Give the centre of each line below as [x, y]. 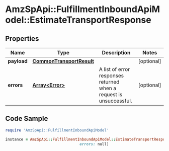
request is [111, 94]
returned [109, 82]
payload [18, 61]
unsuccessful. [115, 101]
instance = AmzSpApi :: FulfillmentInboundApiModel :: [60, 139]
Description [116, 53]
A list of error [114, 69]
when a [108, 88]
